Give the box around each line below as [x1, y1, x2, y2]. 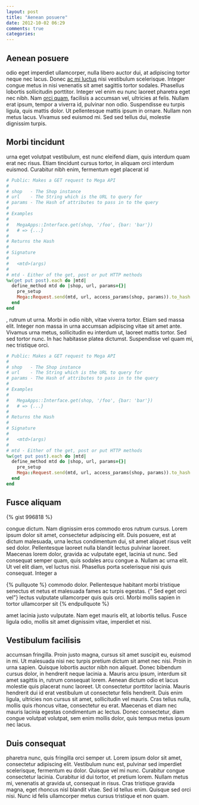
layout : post [6, 8, 39, 15]
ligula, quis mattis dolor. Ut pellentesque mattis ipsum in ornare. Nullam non [6, 107, 192, 114]
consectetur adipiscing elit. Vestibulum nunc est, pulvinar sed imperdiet [6, 761, 182, 768]
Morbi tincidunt [6, 137, 65, 147]
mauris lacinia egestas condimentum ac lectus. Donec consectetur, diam [6, 708, 185, 715]
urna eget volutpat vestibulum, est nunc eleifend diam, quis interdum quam [6, 153, 191, 160]
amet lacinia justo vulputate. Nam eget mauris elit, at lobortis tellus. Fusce [6, 611, 187, 619]
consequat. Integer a [6, 569, 57, 577]
